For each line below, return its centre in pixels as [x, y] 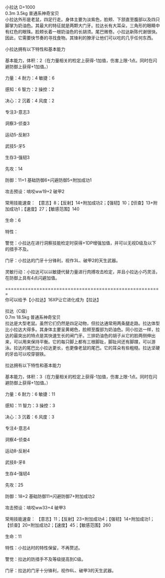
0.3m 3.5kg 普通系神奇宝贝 [32, 13]
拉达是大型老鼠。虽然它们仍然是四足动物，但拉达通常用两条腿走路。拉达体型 [82, 323]
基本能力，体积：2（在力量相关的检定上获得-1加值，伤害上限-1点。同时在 [79, 60]
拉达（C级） [18, 311]
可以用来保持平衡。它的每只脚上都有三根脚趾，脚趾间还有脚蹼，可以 [82, 342]
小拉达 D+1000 [20, 7]
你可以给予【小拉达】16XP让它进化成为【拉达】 [53, 300]
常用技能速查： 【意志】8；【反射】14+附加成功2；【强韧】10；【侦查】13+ [79, 203]
